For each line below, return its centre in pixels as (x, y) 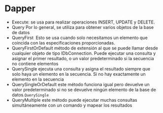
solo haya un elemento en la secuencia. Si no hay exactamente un (79, 74)
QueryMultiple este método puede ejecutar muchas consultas (74, 100)
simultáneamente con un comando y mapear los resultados (72, 105)
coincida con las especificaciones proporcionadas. (63, 43)
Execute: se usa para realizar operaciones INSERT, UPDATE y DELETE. (83, 22)
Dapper (20, 9)
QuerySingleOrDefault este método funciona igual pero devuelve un (81, 84)
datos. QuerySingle (30, 95)
